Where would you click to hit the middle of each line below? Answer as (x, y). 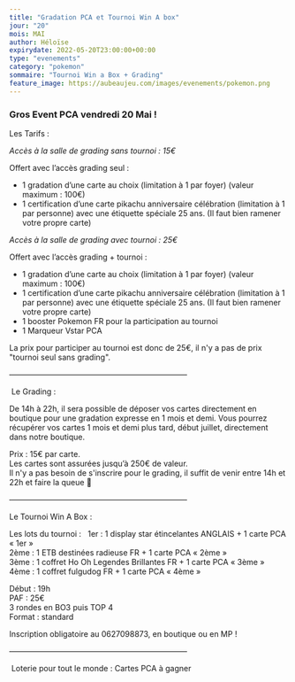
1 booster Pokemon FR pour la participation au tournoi (120, 321)
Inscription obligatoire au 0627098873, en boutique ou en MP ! (123, 633)
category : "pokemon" (47, 67)
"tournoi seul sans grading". (60, 357)
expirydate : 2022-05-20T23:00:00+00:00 (83, 50)
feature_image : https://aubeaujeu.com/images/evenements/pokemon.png (140, 83)
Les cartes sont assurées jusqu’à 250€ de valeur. (98, 463)
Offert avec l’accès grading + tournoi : (78, 257)
